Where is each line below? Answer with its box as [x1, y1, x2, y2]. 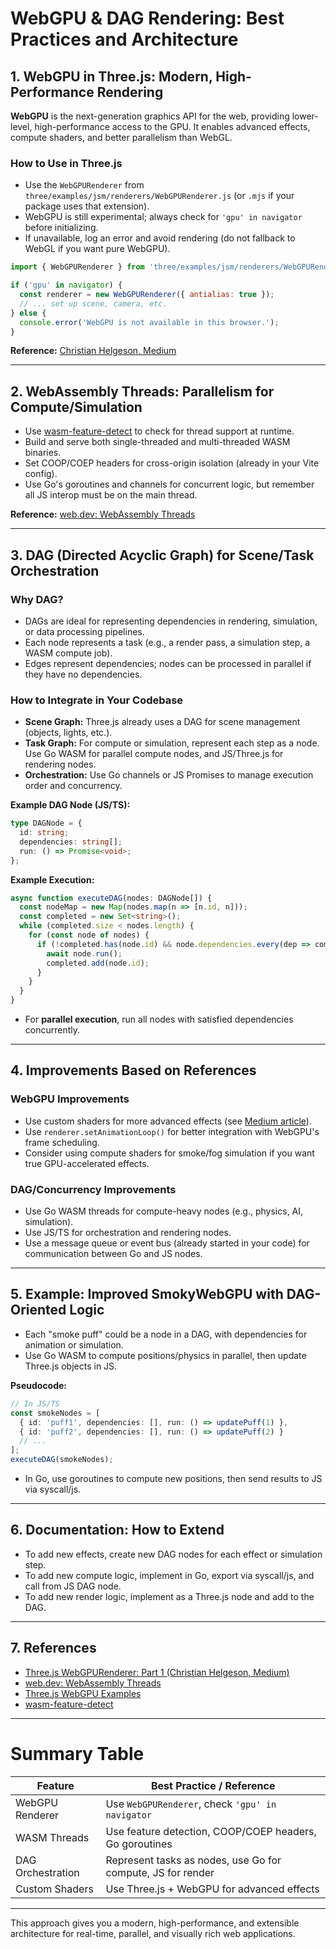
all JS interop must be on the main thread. [24, 489, 198, 501]
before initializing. [24, 222, 99, 234]
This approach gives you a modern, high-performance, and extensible [10, 1917, 300, 1929]
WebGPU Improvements [10, 1092, 130, 1106]
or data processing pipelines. [24, 625, 145, 637]
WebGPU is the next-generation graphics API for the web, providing [10, 110, 290, 122]
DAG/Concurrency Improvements [10, 1182, 177, 1196]
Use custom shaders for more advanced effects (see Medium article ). [24, 1115, 312, 1127]
